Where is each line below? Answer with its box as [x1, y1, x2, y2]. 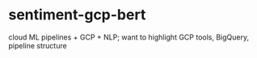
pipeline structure [8, 40, 67, 50]
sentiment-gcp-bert [8, 6, 146, 24]
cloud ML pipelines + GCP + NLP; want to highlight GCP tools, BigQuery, [8, 32, 249, 42]
